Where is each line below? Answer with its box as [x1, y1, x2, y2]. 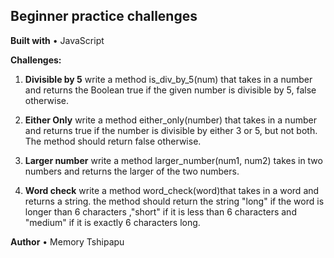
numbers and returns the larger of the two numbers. [24, 165, 240, 177]
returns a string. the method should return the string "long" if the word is [24, 195, 325, 207]
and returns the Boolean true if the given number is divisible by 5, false [24, 84, 317, 96]
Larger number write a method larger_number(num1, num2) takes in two [24, 154, 323, 166]
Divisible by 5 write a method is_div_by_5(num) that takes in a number [24, 73, 313, 85]
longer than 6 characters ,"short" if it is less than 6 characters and [24, 205, 297, 218]
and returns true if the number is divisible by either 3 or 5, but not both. [24, 124, 318, 136]
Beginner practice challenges [10, 8, 198, 25]
